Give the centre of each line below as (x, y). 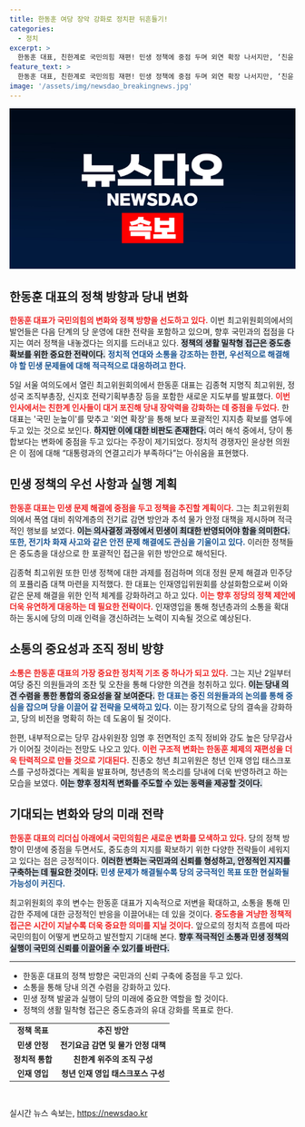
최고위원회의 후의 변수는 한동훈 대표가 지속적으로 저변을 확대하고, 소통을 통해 (145, 902)
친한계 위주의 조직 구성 (113, 1059)
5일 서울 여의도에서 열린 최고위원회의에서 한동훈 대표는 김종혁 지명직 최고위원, (148, 385)
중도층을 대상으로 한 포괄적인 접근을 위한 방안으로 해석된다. (123, 553)
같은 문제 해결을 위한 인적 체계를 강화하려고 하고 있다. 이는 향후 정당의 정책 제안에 (152, 595)
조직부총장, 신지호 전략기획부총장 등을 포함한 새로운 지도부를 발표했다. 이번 (158, 397)
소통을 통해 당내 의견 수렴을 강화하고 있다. (96, 987)
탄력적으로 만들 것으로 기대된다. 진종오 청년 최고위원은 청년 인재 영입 (139, 760)
